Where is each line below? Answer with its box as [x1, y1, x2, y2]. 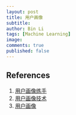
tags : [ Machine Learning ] [6, 31, 71, 37]
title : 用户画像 [6, 14, 43, 20]
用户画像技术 [14, 95, 47, 102]
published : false [6, 48, 50, 54]
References [6, 70, 50, 81]
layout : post [6, 8, 39, 15]
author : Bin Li [6, 25, 44, 32]
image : [6, 37, 23, 43]
